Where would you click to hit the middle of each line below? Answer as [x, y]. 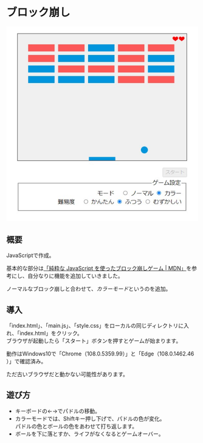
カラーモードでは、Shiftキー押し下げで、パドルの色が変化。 [90, 418]
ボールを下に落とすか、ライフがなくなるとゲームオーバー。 [89, 434]
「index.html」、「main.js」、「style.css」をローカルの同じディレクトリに [95, 325]
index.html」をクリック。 [51, 333]
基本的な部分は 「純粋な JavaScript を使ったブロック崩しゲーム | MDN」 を [99, 269]
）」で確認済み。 [26, 361]
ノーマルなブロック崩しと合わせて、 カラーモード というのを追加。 [89, 289]
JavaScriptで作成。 [30, 255]
